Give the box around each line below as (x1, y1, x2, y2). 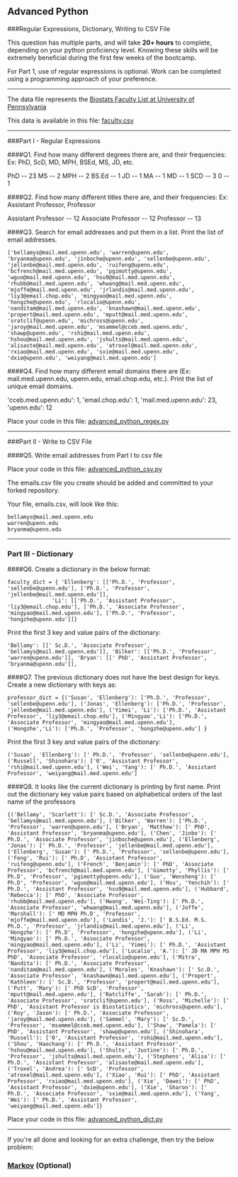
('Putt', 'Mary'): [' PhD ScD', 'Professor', (7, 985, 144, 992)
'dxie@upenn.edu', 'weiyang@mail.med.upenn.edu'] (7, 354, 157, 361)
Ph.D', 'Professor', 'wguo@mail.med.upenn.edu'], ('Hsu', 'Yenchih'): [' (7, 879, 230, 886)
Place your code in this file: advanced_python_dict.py (7, 1115, 164, 1124)
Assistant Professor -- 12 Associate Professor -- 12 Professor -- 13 (7, 214, 202, 223)
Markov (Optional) (7, 1161, 72, 1171)
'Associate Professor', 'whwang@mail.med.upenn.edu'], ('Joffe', (7, 904, 204, 911)
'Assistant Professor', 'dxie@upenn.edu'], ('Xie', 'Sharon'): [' (7, 1084, 208, 1091)
